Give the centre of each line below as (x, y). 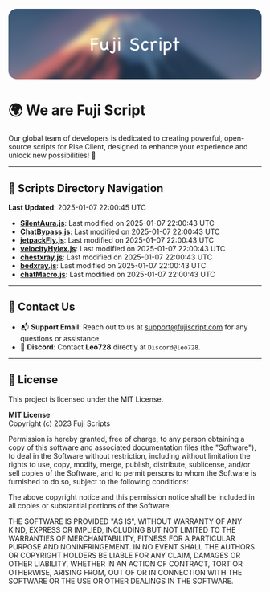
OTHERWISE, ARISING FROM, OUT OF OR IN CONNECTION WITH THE (125, 572)
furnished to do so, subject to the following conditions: (98, 481)
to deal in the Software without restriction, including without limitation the (129, 455)
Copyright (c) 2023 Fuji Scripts (59, 423)
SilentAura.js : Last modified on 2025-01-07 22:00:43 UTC (117, 223)
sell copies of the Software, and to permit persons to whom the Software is (133, 473)
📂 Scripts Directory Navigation (86, 188)
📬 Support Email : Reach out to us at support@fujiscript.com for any (134, 327)
